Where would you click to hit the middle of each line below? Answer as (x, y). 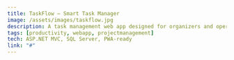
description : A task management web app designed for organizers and (110, 26)
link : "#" (22, 46)
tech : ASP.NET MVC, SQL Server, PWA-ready (70, 39)
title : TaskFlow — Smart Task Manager (63, 13)
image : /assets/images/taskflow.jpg (60, 20)
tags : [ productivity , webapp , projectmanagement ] (81, 33)
